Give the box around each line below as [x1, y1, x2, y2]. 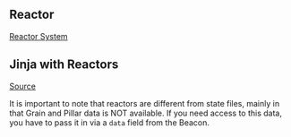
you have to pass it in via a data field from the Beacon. [9, 116, 210, 128]
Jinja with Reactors [9, 57, 119, 73]
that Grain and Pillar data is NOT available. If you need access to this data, [9, 107, 282, 118]
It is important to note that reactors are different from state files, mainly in [9, 98, 280, 108]
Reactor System [9, 30, 69, 41]
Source [9, 81, 36, 91]
